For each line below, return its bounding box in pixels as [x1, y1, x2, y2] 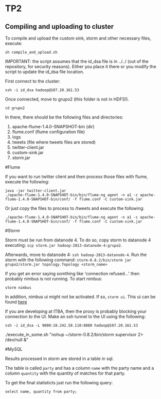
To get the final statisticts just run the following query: [5, 380, 113, 385]
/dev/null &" [5, 337, 28, 342]
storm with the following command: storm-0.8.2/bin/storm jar [5, 257, 131, 262]
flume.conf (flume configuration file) [12, 129, 85, 135]
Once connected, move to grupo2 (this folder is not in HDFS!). [5, 96, 129, 102]
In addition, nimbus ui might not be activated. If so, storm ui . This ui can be [5, 294, 156, 299]
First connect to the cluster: [5, 79, 61, 84]
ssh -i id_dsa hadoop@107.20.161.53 [5, 88, 79, 93]
